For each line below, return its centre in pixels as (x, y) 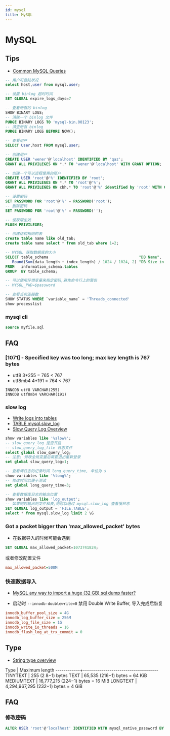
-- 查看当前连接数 (22, 295)
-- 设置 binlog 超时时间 (29, 94)
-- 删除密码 (16, 206)
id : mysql (16, 10)
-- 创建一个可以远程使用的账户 (33, 173)
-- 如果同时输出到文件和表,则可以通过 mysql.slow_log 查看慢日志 (68, 504)
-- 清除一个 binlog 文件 (29, 117)
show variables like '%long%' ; (38, 476)
